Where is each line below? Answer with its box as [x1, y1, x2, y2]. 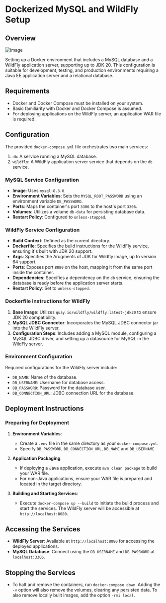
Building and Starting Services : [12, 490, 79, 496]
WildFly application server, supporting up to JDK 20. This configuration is [5, 62, 156, 68]
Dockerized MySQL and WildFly [5, 3, 139, 15]
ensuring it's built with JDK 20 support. [12, 248, 93, 254]
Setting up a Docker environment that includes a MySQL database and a [5, 57, 153, 63]
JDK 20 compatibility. [12, 314, 57, 320]
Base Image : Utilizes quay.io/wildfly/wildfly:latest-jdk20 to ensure [12, 309, 157, 315]
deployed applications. [12, 543, 59, 549]
